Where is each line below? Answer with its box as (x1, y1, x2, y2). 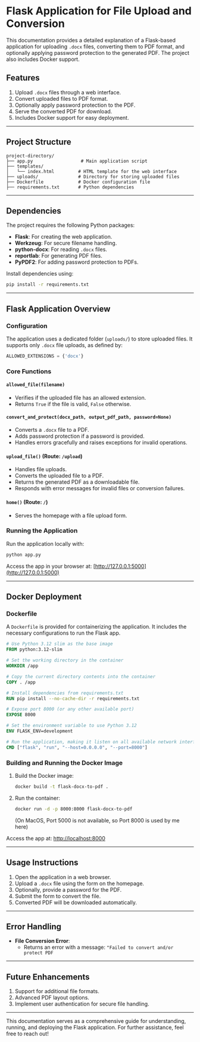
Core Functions (6, 367, 52, 375)
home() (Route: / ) (6, 498, 48, 505)
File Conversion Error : (14, 938, 70, 945)
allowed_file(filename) (6, 382, 65, 388)
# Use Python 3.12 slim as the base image (6, 641, 113, 647)
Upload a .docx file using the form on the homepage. (14, 880, 145, 887)
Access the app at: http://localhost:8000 (6, 834, 105, 842)
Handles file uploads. (14, 466, 67, 473)
